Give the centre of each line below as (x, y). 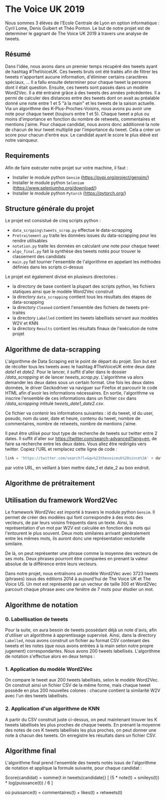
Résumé (18, 54)
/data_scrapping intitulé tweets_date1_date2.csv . (55, 403)
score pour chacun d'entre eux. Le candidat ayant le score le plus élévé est (82, 134)
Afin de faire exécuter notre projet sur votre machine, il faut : (67, 168)
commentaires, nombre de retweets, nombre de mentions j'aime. (71, 424)
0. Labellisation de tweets (37, 619)
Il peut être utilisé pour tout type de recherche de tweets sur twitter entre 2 (81, 433)
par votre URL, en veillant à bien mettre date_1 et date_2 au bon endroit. (78, 468)
